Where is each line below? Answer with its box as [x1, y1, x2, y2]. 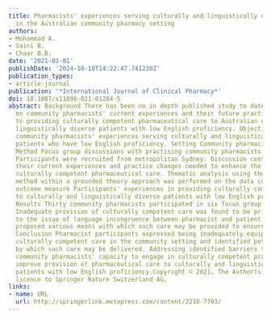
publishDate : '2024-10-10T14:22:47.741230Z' [8, 65, 161, 73]
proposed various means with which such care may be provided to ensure [15, 223, 265, 231]
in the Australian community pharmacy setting [15, 19, 175, 28]
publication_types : [8, 72, 74, 80]
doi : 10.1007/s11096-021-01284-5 [8, 95, 121, 103]
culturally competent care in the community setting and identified [15, 238, 251, 246]
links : [8, 282, 31, 291]
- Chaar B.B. [8, 49, 52, 57]
